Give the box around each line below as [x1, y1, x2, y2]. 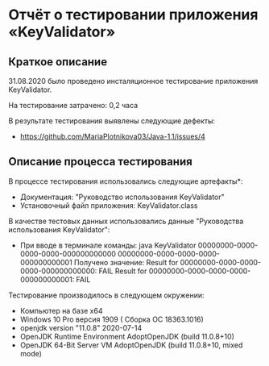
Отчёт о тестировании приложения [8, 6, 259, 24]
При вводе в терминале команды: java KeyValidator [19, 240, 197, 250]
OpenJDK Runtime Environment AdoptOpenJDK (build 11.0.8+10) [19, 331, 235, 341]
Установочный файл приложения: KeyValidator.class [19, 200, 199, 210]
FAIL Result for [98, 266, 147, 276]
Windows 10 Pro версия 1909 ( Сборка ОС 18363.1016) [19, 314, 204, 324]
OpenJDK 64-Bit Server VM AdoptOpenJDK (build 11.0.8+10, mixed [19, 340, 243, 350]
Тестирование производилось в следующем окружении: [8, 290, 205, 300]
